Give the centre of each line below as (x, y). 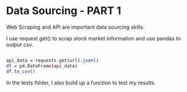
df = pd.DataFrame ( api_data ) (42, 66)
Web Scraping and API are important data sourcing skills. (75, 27)
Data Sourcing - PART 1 (64, 11)
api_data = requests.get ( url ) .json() (53, 60)
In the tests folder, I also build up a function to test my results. (81, 83)
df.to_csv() (21, 71)
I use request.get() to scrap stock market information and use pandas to (93, 38)
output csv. (20, 45)
